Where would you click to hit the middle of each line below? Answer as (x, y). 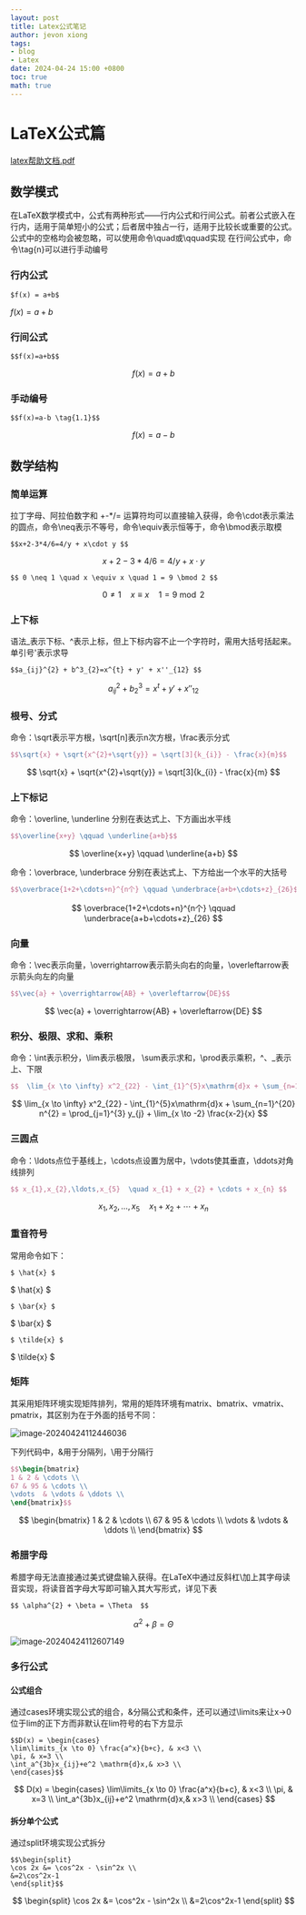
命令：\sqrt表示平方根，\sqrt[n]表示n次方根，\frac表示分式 (120, 737)
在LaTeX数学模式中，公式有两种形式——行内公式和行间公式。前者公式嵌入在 (153, 216)
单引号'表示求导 (39, 653)
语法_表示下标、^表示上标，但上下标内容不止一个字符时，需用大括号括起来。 (153, 642)
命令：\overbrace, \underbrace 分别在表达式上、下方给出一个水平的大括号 (149, 872)
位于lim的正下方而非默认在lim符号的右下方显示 (97, 1723)
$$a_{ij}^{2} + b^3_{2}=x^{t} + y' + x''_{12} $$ (106, 670)
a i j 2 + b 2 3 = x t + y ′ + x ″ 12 (153, 689)
